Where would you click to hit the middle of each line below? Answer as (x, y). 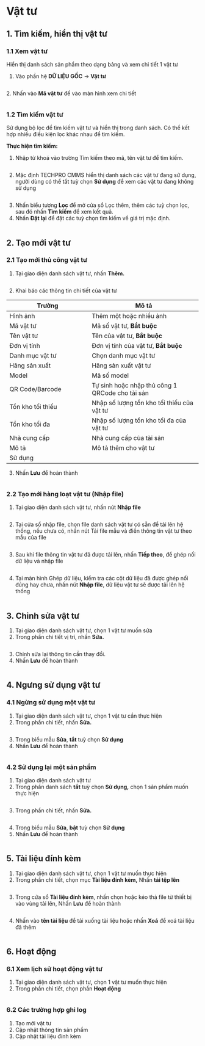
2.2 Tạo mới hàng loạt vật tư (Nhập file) (65, 494)
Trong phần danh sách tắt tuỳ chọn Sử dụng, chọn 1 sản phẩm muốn (102, 787)
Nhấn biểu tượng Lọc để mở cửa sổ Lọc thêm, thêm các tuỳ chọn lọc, (102, 205)
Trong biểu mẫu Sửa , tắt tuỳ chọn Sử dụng (69, 739)
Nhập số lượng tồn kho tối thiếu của (142, 403)
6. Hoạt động (31, 952)
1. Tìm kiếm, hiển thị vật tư (57, 34)
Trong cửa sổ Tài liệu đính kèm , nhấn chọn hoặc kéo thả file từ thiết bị (103, 897)
